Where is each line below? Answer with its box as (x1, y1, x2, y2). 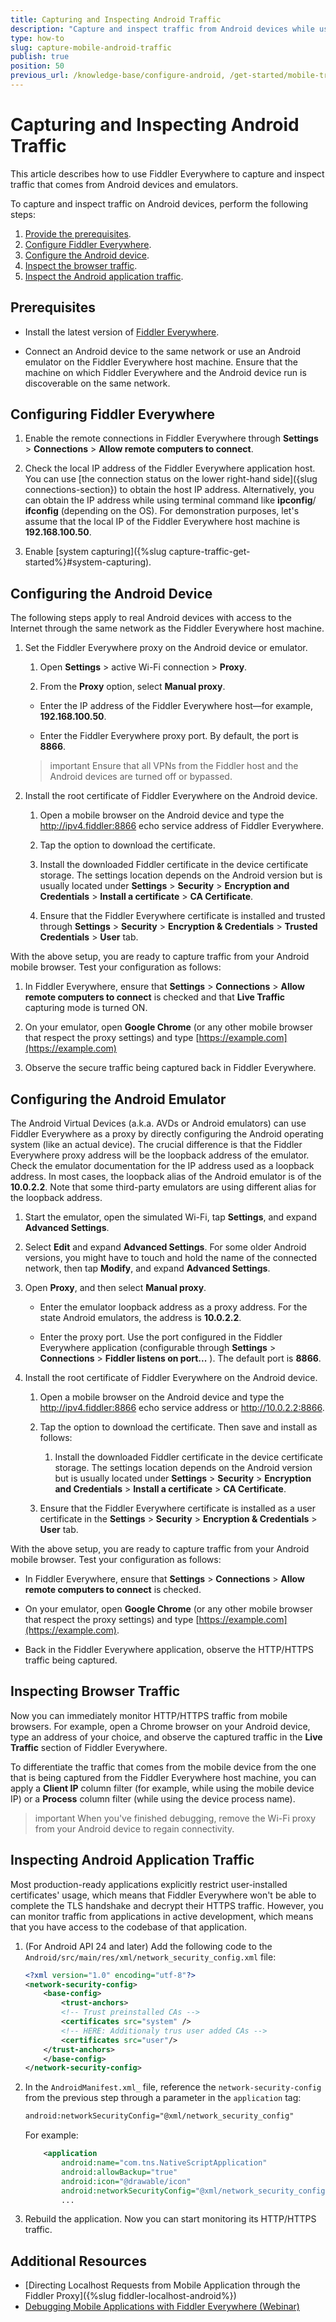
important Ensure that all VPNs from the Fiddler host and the (49, 760, 299, 772)
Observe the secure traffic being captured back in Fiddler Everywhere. (24, 1062, 317, 1074)
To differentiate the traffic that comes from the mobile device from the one (10, 1761, 317, 1773)
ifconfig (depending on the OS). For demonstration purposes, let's (24, 505, 300, 517)
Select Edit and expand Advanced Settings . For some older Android (24, 1241, 307, 1253)
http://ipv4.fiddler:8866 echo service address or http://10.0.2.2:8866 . (39, 1402, 325, 1414)
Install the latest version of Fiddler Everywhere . (24, 326, 220, 338)
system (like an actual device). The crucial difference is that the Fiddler (10, 1139, 303, 1151)
